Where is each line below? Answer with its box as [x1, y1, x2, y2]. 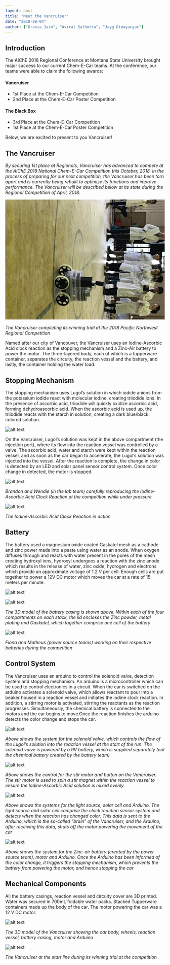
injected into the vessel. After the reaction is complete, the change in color [5, 458, 160, 464]
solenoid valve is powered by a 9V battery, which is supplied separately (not [5, 746, 165, 752]
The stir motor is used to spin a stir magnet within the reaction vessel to [5, 777, 155, 783]
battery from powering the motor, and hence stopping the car [5, 864, 134, 871]
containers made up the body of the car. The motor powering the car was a [5, 904, 162, 910]
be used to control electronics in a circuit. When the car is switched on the [5, 683, 160, 690]
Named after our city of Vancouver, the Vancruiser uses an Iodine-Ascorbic [5, 340, 162, 346]
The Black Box [5, 108, 36, 114]
